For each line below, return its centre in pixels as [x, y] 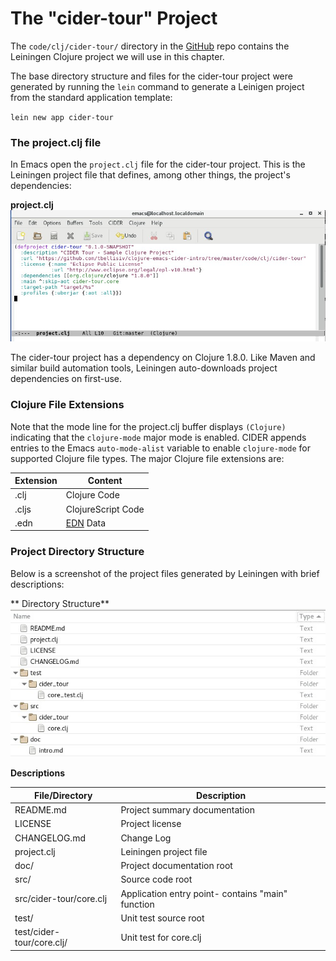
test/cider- [37, 932]
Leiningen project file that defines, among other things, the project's [150, 175]
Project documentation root [176, 866]
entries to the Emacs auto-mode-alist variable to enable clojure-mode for [161, 448]
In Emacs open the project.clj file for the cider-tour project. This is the [158, 164]
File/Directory [63, 795]
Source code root [156, 879]
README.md [40, 810]
